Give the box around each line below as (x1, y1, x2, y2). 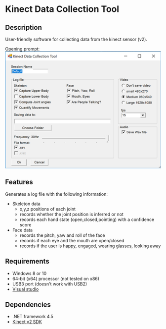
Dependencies (5, 301, 51, 309)
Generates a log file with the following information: (5, 191, 108, 197)
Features (5, 178, 33, 186)
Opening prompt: (5, 46, 40, 52)
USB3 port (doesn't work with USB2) (12, 281, 87, 287)
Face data (12, 227, 33, 233)
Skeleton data (12, 201, 41, 207)
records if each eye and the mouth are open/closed (19, 237, 124, 243)
